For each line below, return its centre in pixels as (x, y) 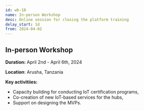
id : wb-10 (16, 10)
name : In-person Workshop (33, 15)
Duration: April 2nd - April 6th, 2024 (44, 62)
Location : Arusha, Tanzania (34, 72)
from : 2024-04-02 (24, 29)
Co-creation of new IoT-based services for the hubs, (68, 97)
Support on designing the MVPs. (47, 102)
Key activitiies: (21, 82)
